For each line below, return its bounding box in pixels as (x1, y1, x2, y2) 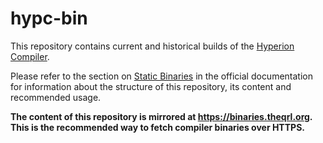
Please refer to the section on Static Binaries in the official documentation (10, 70, 313, 82)
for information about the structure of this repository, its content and (10, 80, 292, 92)
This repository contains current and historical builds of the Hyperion (10, 40, 295, 52)
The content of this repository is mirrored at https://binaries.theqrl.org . (10, 110, 313, 122)
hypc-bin (10, 7, 88, 30)
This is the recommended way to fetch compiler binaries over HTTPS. (10, 121, 305, 133)
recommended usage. (10, 91, 102, 103)
